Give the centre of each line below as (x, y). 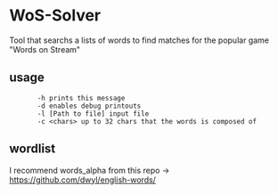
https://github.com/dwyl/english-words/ (82, 180)
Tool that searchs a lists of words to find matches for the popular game (139, 40)
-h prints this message (81, 98)
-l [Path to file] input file (93, 113)
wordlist (33, 149)
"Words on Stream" (45, 49)
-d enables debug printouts (89, 106)
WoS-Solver (55, 16)
